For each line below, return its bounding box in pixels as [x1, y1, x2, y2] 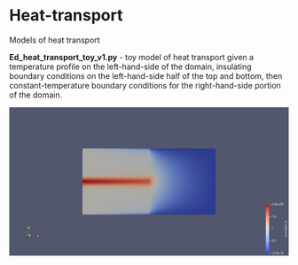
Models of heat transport [9, 35, 100, 45]
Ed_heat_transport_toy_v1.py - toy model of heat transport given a [9, 51, 255, 62]
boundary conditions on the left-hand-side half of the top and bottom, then [9, 70, 283, 81]
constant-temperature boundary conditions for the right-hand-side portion [9, 80, 281, 90]
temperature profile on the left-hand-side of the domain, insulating [9, 61, 252, 72]
